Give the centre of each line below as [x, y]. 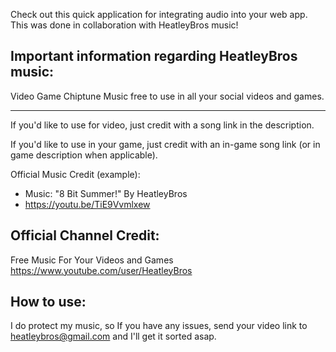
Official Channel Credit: [85, 235]
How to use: [48, 302]
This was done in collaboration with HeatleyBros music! [124, 25]
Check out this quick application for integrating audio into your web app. [159, 14]
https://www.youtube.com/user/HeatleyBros [101, 270]
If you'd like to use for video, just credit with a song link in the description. [162, 125]
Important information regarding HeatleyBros [154, 56]
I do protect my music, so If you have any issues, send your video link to [159, 326]
